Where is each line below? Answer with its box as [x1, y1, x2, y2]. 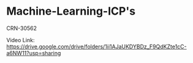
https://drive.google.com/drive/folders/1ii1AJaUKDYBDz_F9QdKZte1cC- [6, 43, 187, 50]
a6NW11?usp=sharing [6, 49, 61, 56]
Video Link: [6, 36, 35, 43]
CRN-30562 [6, 24, 37, 32]
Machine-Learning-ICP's [6, 4, 136, 18]
